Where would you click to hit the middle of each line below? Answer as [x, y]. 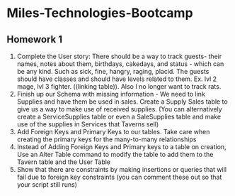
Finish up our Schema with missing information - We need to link [111, 94]
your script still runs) [47, 185]
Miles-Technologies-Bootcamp [100, 13]
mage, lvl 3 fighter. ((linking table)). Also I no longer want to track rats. [119, 86]
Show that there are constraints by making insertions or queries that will [122, 169]
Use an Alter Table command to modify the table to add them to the [115, 154]
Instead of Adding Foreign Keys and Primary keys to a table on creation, [122, 147]
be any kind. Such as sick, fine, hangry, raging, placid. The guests [113, 71]
